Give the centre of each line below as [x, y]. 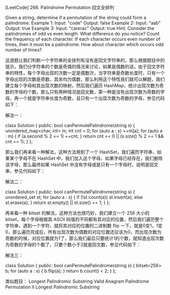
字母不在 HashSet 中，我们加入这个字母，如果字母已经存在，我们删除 [91, 158]
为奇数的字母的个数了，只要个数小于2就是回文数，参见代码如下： [73, 245]
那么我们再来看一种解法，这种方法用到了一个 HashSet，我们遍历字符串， [81, 152]
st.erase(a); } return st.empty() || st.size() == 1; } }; [58, 202]
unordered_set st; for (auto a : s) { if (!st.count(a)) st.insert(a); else [74, 197]
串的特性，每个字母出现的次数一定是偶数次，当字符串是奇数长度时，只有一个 [85, 73]
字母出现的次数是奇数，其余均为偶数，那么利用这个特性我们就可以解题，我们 [85, 79]
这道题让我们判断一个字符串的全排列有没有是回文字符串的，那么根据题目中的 [85, 60]
